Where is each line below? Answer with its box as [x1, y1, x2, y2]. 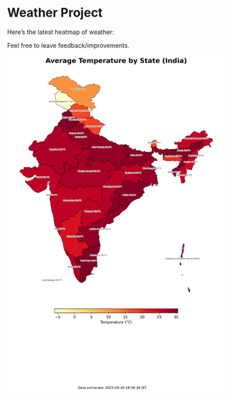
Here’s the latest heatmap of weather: [7, 28, 114, 36]
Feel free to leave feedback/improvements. [7, 41, 130, 49]
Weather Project [7, 5, 103, 21]
